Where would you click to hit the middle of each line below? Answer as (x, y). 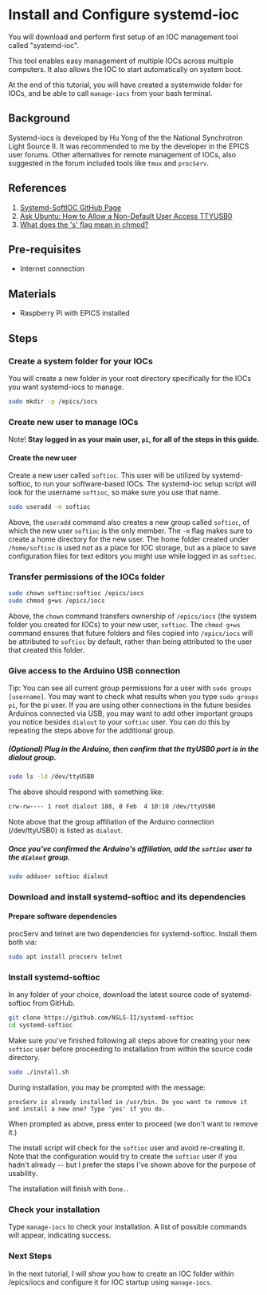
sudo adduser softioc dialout (59, 876)
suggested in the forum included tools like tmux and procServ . (109, 163)
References (37, 188)
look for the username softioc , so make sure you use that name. (114, 492)
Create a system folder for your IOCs (80, 361)
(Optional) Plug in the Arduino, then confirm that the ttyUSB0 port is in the (133, 749)
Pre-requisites (45, 249)
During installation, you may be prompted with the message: (107, 1087)
